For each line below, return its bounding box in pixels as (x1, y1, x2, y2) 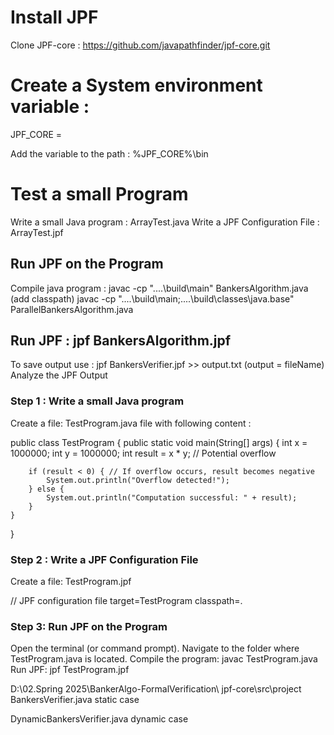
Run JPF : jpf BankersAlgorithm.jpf (10, 332, 232, 350)
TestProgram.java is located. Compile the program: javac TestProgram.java (10, 653, 318, 665)
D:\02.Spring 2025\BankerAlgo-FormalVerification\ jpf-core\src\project (10, 683, 302, 695)
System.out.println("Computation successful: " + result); (46, 492, 298, 503)
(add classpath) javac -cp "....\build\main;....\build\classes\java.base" (10, 292, 295, 305)
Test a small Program (10, 183, 189, 206)
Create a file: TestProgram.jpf (10, 576, 132, 588)
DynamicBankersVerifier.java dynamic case (10, 713, 189, 725)
